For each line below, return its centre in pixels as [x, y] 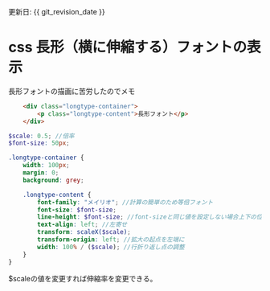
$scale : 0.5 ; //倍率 [41, 136]
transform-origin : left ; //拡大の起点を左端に [111, 240]
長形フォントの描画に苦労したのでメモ [72, 91]
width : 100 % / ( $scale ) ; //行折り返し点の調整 [111, 247]
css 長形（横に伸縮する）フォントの [128, 47]
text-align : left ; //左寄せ [82, 225]
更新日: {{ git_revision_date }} [57, 12]
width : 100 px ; [46, 166]
